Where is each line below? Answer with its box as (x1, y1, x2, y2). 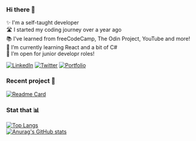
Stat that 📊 (6, 106, 40, 114)
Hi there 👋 (6, 5, 36, 14)
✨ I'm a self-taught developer (6, 19, 79, 26)
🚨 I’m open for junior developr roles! (6, 50, 95, 58)
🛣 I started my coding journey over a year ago (6, 26, 122, 34)
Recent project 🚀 (6, 77, 56, 85)
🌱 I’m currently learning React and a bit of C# (6, 44, 118, 51)
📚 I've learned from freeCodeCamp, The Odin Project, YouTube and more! (6, 35, 191, 43)
